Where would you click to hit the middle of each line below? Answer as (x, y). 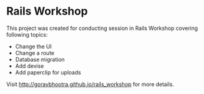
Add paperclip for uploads (48, 72)
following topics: (27, 34)
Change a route (35, 52)
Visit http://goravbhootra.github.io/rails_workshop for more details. (90, 84)
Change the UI (33, 46)
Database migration (40, 59)
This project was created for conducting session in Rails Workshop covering (102, 28)
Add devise (29, 66)
